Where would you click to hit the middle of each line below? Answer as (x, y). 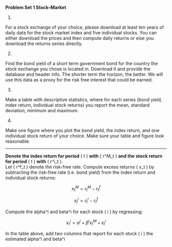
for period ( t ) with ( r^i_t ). (34, 161)
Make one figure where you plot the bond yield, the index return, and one (82, 130)
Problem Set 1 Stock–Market (36, 7)
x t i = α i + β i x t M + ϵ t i (86, 223)
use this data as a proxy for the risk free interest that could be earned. (79, 80)
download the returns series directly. (44, 44)
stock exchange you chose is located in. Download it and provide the (78, 69)
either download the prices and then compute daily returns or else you (80, 38)
